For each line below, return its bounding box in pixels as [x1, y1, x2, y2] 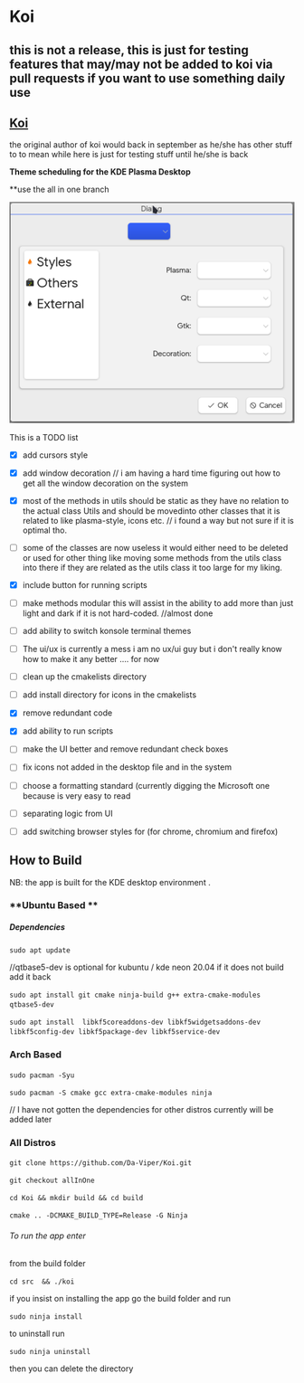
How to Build [9, 853, 83, 868]
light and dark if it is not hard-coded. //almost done [22, 608, 214, 619]
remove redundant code [22, 707, 113, 718]
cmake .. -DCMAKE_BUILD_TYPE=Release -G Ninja [9, 1211, 188, 1220]
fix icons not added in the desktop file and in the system [22, 762, 233, 772]
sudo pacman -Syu [9, 1070, 75, 1080]
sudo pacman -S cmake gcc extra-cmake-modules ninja [9, 1088, 213, 1097]
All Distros [9, 1136, 56, 1149]
